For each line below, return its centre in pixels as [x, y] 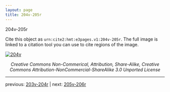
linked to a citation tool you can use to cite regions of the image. [72, 44]
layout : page [19, 10]
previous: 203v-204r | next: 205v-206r [46, 84]
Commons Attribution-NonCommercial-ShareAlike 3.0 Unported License [85, 70]
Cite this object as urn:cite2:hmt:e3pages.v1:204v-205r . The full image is [81, 39]
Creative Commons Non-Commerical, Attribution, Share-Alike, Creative [85, 64]
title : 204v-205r [24, 15]
